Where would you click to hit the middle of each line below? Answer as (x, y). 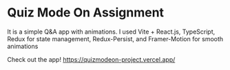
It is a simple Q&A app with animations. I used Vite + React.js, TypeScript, (111, 32)
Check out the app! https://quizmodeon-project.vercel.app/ (91, 59)
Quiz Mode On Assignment (85, 13)
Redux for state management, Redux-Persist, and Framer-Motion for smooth (115, 38)
